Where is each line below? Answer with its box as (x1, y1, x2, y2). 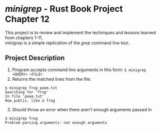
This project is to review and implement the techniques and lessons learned (5, 29, 156, 35)
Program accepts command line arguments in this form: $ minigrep (12, 67, 146, 72)
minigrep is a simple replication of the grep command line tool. (5, 40, 130, 45)
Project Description (5, 54, 65, 62)
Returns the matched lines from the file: (12, 76, 91, 82)
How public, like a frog (5, 98, 55, 103)
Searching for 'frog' (5, 89, 49, 95)
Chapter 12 (5, 14, 50, 25)
